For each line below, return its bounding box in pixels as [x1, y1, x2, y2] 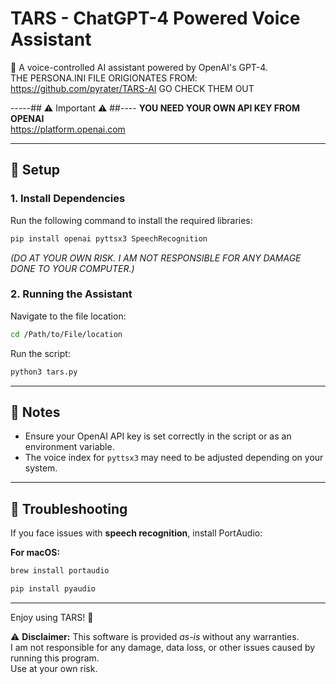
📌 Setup [10, 162, 61, 179]
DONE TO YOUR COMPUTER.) [10, 262, 135, 274]
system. [24, 462, 58, 474]
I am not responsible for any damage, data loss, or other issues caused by [10, 641, 316, 653]
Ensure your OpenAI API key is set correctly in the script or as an [24, 430, 292, 442]
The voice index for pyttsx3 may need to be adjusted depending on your [24, 452, 324, 464]
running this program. [10, 652, 100, 664]
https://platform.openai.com [10, 123, 126, 135]
